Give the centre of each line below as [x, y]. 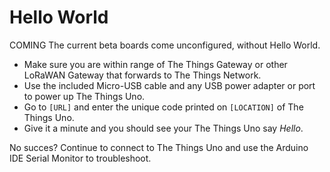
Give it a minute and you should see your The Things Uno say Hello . [163, 128]
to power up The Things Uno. [84, 96]
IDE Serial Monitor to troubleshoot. [80, 158]
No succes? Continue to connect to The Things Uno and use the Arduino [159, 147]
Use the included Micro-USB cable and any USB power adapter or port [169, 85]
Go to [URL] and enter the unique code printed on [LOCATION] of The [163, 107]
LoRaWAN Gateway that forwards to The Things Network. [142, 75]
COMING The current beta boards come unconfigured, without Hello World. [165, 45]
